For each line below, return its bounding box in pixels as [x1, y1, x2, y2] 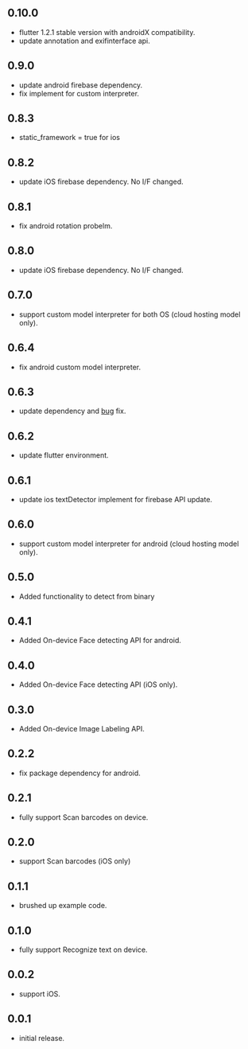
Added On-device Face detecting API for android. [18, 636, 182, 645]
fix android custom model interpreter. [18, 362, 141, 372]
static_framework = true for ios [18, 133, 121, 142]
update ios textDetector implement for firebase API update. [18, 494, 212, 504]
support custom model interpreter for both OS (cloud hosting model [18, 310, 241, 319]
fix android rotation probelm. [18, 221, 113, 231]
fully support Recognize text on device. [18, 945, 148, 954]
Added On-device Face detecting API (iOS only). [18, 680, 178, 689]
